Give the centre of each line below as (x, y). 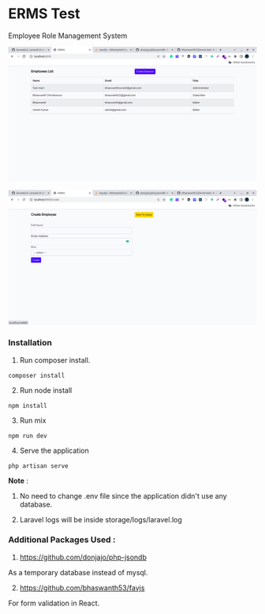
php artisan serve (38, 466)
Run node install (46, 390)
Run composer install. (55, 360)
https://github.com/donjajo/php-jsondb (83, 557)
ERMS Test (44, 14)
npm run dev (28, 435)
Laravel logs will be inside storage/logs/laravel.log (101, 519)
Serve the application (54, 450)
